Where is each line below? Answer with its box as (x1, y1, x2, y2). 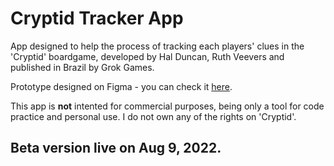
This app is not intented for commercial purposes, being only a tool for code (10, 100, 325, 112)
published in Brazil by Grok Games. (10, 61, 155, 73)
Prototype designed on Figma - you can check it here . (10, 80, 233, 92)
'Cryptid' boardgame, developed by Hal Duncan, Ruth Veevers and (10, 50, 285, 62)
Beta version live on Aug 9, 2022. (10, 140, 222, 157)
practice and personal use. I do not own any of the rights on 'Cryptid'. (10, 110, 297, 122)
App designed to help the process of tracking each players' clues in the (10, 40, 305, 52)
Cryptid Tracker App (10, 7, 184, 30)
